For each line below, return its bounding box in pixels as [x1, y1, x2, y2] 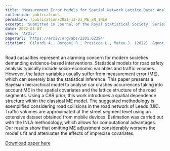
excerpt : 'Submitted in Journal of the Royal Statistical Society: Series [5, 21, 166, 27]
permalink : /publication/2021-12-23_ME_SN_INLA [5, 17, 108, 22]
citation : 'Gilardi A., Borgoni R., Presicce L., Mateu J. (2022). [5, 41, 151, 46]
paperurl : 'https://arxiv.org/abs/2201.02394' [5, 36, 105, 41]
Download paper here [5, 140, 51, 146]
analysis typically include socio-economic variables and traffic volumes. [5, 65, 156, 71]
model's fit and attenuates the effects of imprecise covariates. [5, 130, 135, 136]
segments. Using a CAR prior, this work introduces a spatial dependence [5, 92, 157, 98]
